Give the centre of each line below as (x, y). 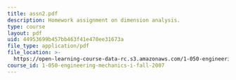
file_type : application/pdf (48, 46)
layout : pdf (25, 33)
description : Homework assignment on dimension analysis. (94, 20)
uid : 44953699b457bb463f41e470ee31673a (66, 40)
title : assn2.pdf (33, 14)
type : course (26, 26)
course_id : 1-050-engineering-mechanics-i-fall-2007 (86, 65)
